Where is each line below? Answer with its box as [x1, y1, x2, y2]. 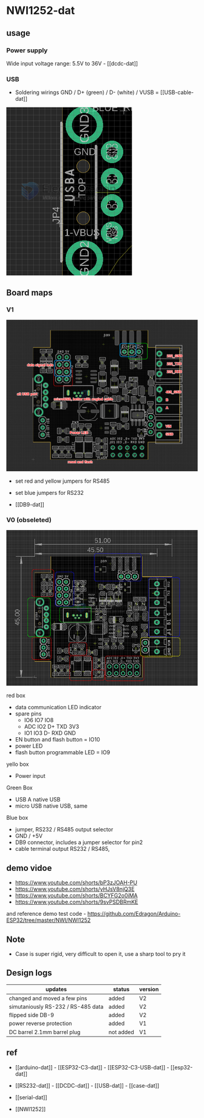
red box [6, 692, 26, 699]
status [113, 986, 130, 993]
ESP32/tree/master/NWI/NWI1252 [6, 916, 91, 924]
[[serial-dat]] [15, 1094, 47, 1101]
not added [108, 1028, 135, 1035]
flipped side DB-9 [8, 1012, 55, 1019]
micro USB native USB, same [15, 802, 88, 810]
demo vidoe [6, 863, 52, 873]
